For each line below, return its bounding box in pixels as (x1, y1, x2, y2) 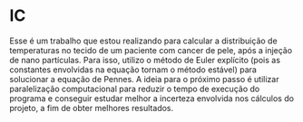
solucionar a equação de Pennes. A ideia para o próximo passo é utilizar (9, 73, 279, 84)
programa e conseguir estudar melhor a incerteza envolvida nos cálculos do (9, 92, 295, 104)
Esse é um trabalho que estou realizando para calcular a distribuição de (9, 35, 279, 46)
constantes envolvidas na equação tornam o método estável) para (9, 64, 257, 75)
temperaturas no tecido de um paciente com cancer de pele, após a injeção (9, 44, 293, 55)
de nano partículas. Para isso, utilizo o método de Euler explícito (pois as (9, 54, 281, 65)
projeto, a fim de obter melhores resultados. (9, 102, 174, 113)
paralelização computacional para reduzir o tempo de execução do (9, 83, 260, 94)
